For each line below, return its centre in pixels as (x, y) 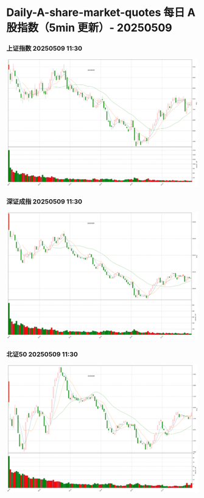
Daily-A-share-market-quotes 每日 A (101, 13)
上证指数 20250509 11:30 (44, 48)
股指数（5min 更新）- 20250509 (89, 28)
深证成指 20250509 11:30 (44, 201)
